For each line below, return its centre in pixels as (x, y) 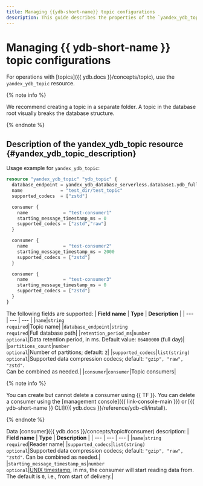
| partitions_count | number (38, 346)
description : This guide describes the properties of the (81, 18)
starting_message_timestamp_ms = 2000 (66, 252)
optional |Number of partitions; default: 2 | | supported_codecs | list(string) (98, 352)
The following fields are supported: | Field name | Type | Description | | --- (100, 314)
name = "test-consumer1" (65, 212)
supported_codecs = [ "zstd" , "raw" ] (62, 224)
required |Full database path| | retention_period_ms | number (78, 333)
